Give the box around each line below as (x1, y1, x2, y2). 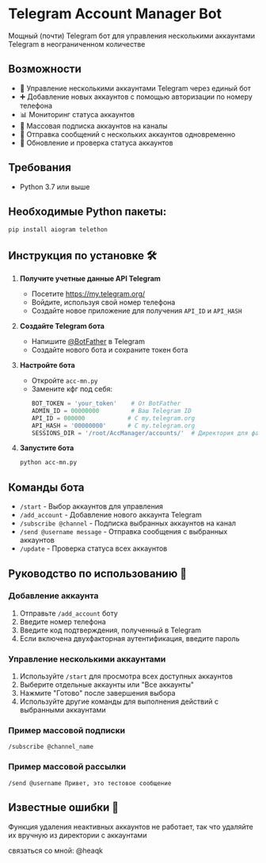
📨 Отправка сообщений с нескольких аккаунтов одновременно (19, 129, 236, 139)
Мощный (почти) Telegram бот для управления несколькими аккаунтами (8, 31, 256, 40)
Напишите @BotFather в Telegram (31, 337, 145, 346)
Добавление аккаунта (8, 590, 99, 601)
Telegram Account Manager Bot (8, 5, 222, 23)
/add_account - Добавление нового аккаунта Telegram (19, 510, 202, 520)
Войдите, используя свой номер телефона (31, 298, 176, 307)
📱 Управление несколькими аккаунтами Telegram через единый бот (19, 83, 252, 93)
